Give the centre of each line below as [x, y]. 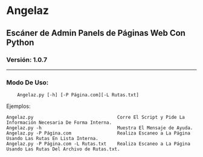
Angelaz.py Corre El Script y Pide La [96, 118]
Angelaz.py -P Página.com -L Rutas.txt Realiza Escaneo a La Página [98, 144]
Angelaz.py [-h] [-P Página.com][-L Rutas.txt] [78, 95]
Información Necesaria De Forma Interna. [59, 123]
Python [20, 42]
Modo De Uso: [27, 82]
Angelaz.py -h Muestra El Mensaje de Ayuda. [100, 128]
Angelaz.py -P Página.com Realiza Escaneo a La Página [98, 133]
